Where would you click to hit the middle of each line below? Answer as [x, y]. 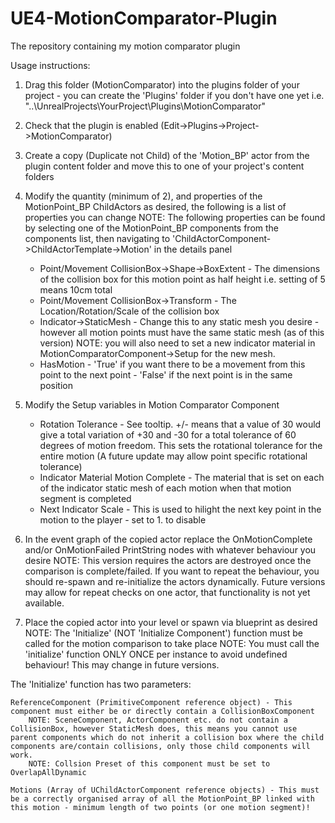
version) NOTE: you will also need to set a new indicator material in [177, 343]
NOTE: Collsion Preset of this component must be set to [149, 763]
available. [44, 603]
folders [39, 176]
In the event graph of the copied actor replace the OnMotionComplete [168, 539]
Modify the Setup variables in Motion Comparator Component [152, 404]
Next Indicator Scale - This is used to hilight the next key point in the [180, 509]
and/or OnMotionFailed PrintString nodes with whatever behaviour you [170, 549]
